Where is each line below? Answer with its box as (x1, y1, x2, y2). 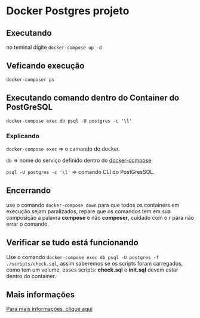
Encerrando (6, 186, 51, 196)
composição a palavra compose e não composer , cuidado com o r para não (6, 214, 194, 221)
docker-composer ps (6, 76, 55, 83)
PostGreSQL (6, 102, 53, 113)
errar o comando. (6, 220, 50, 227)
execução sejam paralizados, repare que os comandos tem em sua (6, 207, 171, 215)
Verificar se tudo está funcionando (6, 238, 139, 248)
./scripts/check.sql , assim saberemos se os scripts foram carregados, (6, 260, 183, 267)
